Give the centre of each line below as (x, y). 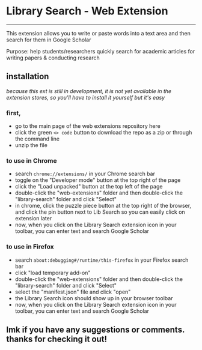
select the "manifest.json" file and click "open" (73, 292)
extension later (33, 219)
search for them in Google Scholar (49, 40)
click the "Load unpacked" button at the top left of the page (89, 187)
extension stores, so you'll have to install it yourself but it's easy (86, 97)
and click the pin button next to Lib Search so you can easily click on (100, 212)
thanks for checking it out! (57, 339)
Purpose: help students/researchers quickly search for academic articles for (101, 51)
